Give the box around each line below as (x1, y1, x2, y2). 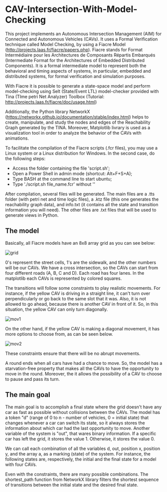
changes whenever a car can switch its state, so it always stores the (5, 419, 146, 426)
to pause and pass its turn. (5, 376, 60, 382)
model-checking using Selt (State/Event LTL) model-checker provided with (5, 88, 159, 94)
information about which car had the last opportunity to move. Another (5, 425, 151, 431)
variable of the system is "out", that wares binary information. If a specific (5, 430, 157, 436)
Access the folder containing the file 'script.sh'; (12, 165, 110, 171)
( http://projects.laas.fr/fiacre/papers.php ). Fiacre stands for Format (5, 47, 143, 53)
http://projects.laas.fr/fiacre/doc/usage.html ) (5, 99, 97, 105)
